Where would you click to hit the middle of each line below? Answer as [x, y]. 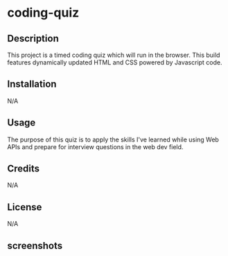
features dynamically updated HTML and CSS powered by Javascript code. [115, 62]
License [25, 207]
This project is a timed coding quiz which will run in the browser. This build [114, 55]
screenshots [35, 245]
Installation [32, 84]
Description [33, 39]
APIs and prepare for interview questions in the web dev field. [95, 146]
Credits [24, 169]
